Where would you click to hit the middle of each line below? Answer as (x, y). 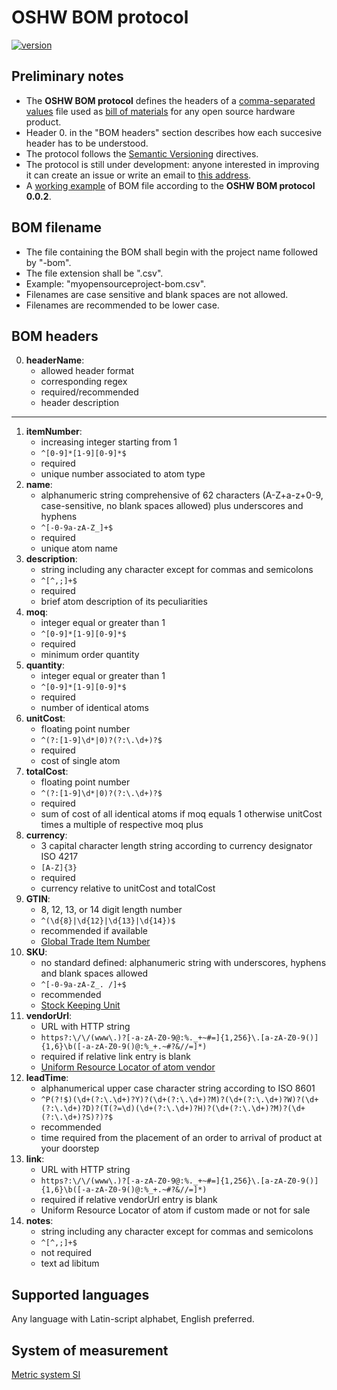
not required (66, 1253)
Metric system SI (46, 1374)
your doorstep (70, 1148)
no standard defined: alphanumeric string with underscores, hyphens (183, 963)
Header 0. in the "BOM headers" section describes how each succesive (174, 132)
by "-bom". (48, 262)
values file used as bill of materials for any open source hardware (160, 111)
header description (80, 403)
